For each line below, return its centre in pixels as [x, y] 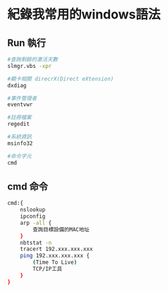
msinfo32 [20, 143]
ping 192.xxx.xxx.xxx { [55, 256]
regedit [19, 124]
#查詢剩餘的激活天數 [33, 59]
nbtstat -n [36, 243]
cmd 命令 [28, 186]
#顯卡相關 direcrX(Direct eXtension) [61, 78]
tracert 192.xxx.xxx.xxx [56, 249]
